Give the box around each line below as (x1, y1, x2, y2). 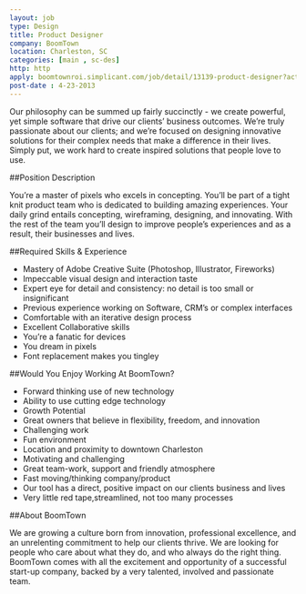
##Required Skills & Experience (9, 246, 127, 257)
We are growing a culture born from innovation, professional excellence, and (9, 527, 297, 538)
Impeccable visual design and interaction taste (22, 273, 199, 284)
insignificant (22, 292, 69, 303)
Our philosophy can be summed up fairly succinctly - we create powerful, (9, 106, 286, 116)
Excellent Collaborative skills (22, 321, 130, 332)
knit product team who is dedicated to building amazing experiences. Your (9, 199, 289, 210)
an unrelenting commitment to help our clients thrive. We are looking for (9, 537, 280, 548)
